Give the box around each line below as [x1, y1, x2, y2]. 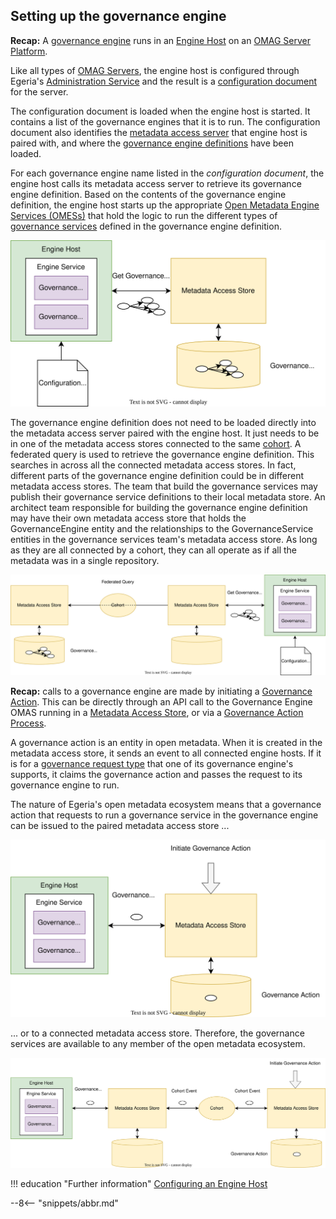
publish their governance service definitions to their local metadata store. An [10, 491, 326, 503]
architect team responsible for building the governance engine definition [10, 502, 308, 514]
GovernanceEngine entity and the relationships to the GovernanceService [10, 523, 314, 535]
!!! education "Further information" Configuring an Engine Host [10, 1178, 268, 1190]
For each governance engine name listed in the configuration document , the [10, 167, 325, 179]
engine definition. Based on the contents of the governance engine [10, 188, 287, 200]
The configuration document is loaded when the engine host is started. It [10, 105, 311, 117]
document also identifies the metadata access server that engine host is [10, 126, 308, 138]
